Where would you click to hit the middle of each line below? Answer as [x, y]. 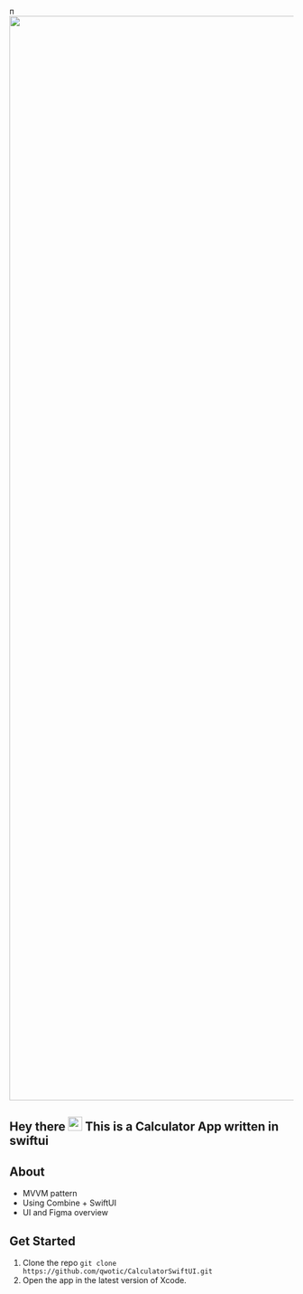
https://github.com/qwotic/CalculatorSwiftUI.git [118, 1271]
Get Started [42, 1241]
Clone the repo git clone [69, 1263]
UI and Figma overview [65, 1213]
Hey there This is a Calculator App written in [144, 1127]
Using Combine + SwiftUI [69, 1203]
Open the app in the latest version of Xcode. [104, 1280]
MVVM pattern [50, 1194]
